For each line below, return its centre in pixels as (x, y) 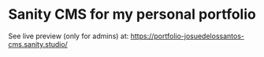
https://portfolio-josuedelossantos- (187, 36)
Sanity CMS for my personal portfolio (132, 14)
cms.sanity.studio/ (38, 44)
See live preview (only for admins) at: (69, 36)
